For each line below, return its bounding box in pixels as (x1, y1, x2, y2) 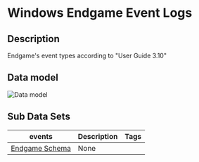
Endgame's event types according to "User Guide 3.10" (7, 51, 167, 60)
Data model (7, 72, 58, 83)
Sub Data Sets (7, 111, 70, 123)
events (29, 131, 53, 141)
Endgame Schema (11, 143, 72, 153)
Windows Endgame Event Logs (7, 5, 193, 21)
